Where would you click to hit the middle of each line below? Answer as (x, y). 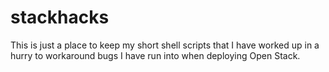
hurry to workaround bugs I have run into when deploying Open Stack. (155, 55)
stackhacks (60, 17)
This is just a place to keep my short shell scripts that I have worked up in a (165, 45)
